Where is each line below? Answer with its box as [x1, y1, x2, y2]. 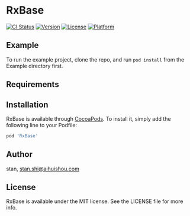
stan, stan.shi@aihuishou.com [6, 165, 80, 172]
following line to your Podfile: [6, 121, 78, 128]
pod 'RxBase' [6, 133, 38, 139]
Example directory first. [6, 62, 63, 69]
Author [6, 149, 33, 160]
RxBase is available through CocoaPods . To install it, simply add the [6, 115, 171, 122]
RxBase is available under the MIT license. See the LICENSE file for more [6, 198, 183, 205]
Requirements [6, 79, 59, 89]
